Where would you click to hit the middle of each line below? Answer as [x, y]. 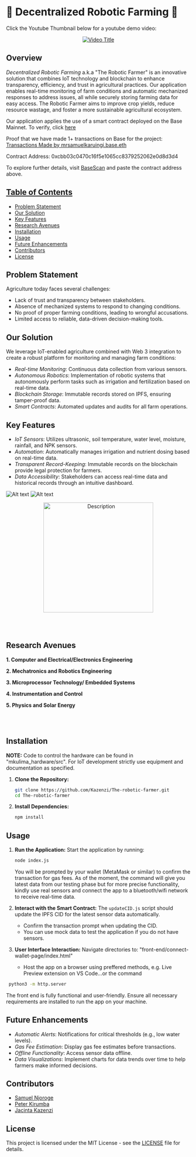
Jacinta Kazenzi [34, 1110]
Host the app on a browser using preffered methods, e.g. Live [97, 967]
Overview [24, 58]
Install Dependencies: [42, 807]
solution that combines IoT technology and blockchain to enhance [85, 78]
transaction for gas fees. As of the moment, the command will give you [100, 878]
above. [14, 174]
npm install [29, 817]
